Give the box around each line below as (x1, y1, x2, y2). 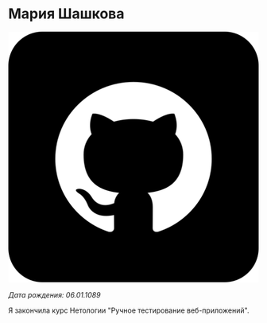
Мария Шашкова (8, 5, 125, 23)
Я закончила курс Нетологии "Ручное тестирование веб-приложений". (8, 305, 250, 315)
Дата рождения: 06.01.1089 (8, 290, 101, 299)
